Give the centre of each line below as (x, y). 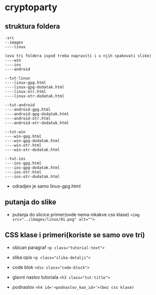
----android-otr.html (28, 119)
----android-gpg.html (28, 109)
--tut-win (15, 132)
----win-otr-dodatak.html (32, 150)
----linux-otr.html (26, 92)
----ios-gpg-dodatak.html (32, 168)
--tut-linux (17, 78)
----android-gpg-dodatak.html (37, 114)
